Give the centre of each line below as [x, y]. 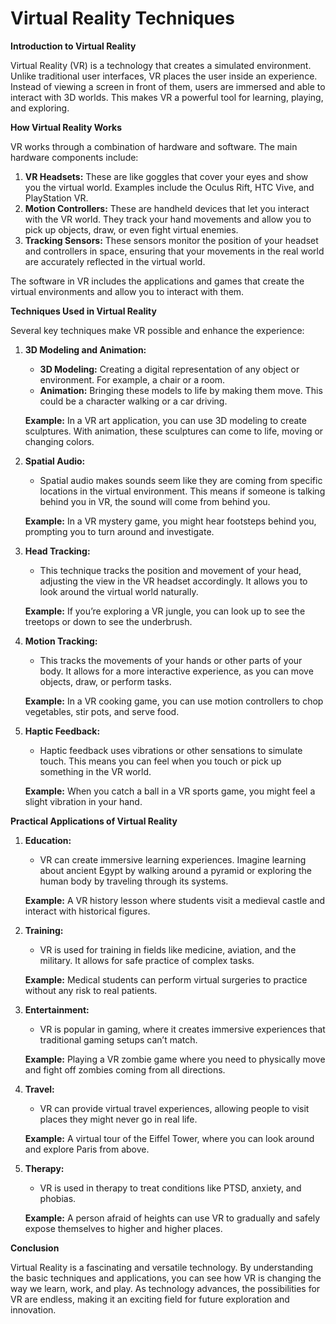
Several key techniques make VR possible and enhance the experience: [157, 330]
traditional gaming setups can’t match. [118, 1039]
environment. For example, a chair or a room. [132, 379]
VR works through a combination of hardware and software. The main [154, 146]
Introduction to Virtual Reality [73, 46]
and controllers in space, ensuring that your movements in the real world [174, 251]
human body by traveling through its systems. [134, 881]
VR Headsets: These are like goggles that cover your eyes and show [166, 176]
